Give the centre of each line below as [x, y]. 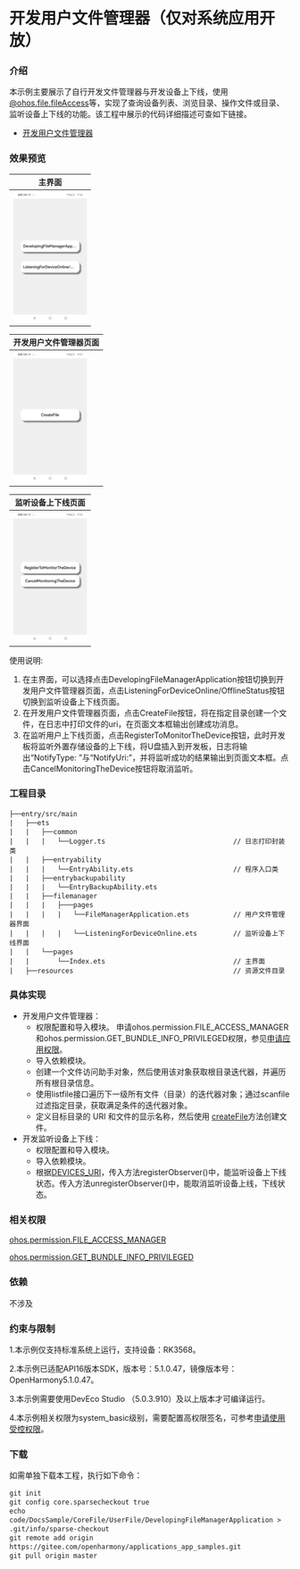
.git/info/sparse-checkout [59, 1529]
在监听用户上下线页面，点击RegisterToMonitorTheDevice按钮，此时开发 [154, 735]
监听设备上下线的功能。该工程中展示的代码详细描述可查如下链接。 [130, 114]
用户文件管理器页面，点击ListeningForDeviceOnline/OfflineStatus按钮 [158, 690]
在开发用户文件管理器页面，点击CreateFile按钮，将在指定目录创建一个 [150, 713]
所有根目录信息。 [67, 1083]
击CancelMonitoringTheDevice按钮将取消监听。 [110, 768]
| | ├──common [43, 831]
